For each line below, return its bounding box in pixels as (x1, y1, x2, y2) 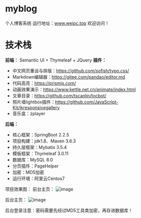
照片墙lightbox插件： (12, 98, 56, 105)
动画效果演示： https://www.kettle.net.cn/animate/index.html (12, 86, 136, 92)
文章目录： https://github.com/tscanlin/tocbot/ (12, 92, 107, 98)
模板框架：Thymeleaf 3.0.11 (12, 150, 69, 156)
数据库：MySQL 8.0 (12, 156, 53, 162)
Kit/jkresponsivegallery (12, 104, 60, 110)
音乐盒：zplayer (12, 110, 46, 116)
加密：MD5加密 (12, 169, 44, 175)
